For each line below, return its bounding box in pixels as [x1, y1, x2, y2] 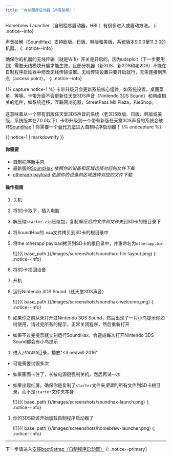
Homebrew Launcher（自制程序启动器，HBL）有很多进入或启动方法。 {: [5, 22, 157, 28]
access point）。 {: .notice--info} [14, 75, 82, 81]
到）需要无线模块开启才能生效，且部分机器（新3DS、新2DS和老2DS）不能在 [5, 62, 166, 68]
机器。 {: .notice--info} [5, 45, 53, 51]
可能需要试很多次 [12, 360, 49, 367]
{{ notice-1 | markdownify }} [5, 134, 64, 140]
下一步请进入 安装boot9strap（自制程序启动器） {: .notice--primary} [5, 446, 147, 452]
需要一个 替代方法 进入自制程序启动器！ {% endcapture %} [40, 124, 162, 130]
